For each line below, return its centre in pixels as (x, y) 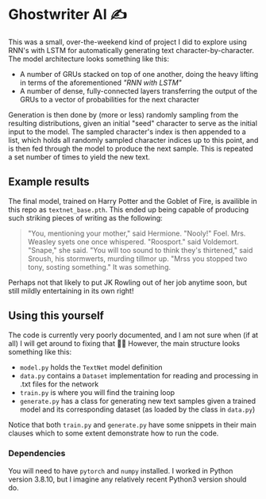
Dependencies (37, 454)
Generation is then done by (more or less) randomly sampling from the (123, 114)
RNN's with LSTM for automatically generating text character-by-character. (131, 50)
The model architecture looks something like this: (89, 59)
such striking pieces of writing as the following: (85, 217)
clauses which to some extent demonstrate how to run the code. (114, 433)
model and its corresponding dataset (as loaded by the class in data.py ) (137, 409)
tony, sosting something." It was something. (99, 267)
